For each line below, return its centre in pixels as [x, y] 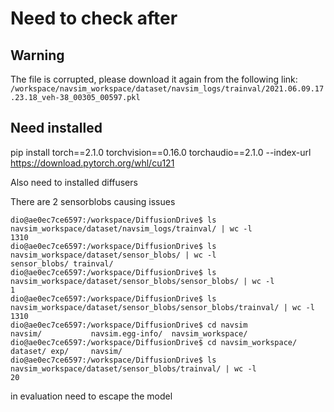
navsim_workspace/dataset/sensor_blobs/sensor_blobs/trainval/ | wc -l [162, 307]
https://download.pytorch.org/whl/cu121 [92, 163]
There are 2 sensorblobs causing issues [93, 201]
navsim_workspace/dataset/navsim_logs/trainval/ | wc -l [131, 228]
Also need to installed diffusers [74, 182]
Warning [37, 55]
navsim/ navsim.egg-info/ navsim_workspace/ [129, 333]
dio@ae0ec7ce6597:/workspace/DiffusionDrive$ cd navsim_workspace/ [154, 342]
